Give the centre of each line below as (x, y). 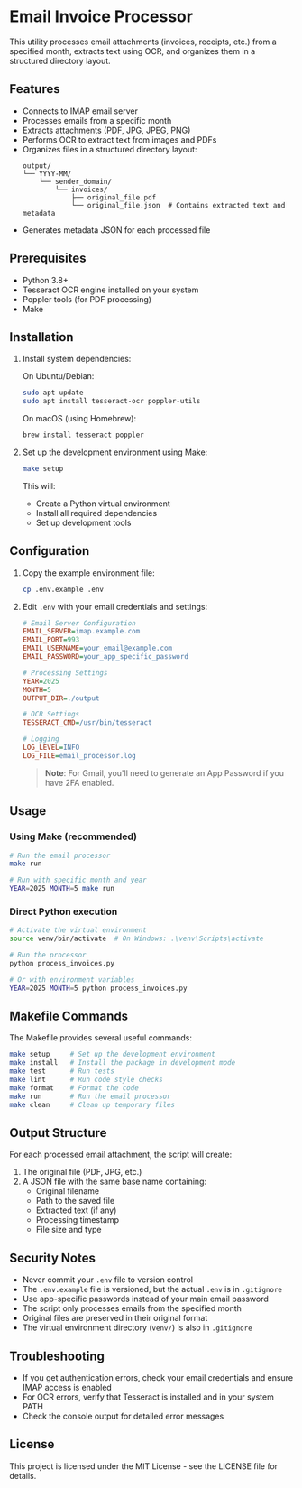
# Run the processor (48, 955)
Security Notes (53, 1257)
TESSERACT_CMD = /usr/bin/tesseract (87, 723)
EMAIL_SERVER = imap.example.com (81, 632)
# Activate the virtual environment (78, 930)
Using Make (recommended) (73, 836)
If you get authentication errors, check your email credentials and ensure (158, 1377)
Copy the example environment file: (88, 573)
